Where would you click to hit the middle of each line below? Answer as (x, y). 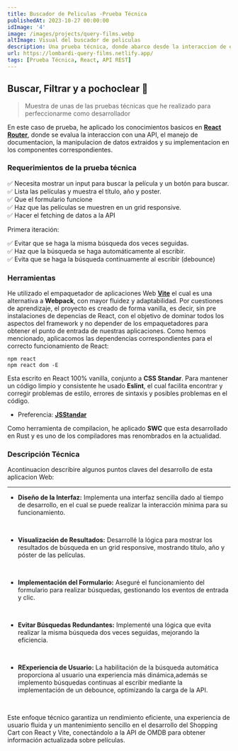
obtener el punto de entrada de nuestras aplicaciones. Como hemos (107, 331)
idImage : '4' (27, 27)
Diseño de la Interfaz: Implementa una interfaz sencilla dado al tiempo (120, 497)
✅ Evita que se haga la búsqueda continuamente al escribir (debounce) (111, 259)
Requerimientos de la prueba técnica (72, 168)
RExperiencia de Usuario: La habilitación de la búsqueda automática (118, 667)
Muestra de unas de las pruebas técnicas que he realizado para (118, 106)
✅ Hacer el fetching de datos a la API (61, 215)
